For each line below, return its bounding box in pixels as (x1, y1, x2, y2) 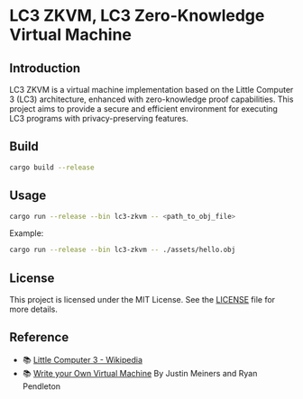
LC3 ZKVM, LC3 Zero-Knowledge (9, 5, 265, 26)
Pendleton (22, 380, 61, 392)
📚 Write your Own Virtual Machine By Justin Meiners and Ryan (22, 367, 258, 378)
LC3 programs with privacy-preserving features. (9, 113, 189, 123)
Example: (9, 228, 44, 239)
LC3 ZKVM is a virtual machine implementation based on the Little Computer (9, 85, 294, 95)
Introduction (9, 60, 81, 76)
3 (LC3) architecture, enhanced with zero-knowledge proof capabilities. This (9, 94, 294, 104)
